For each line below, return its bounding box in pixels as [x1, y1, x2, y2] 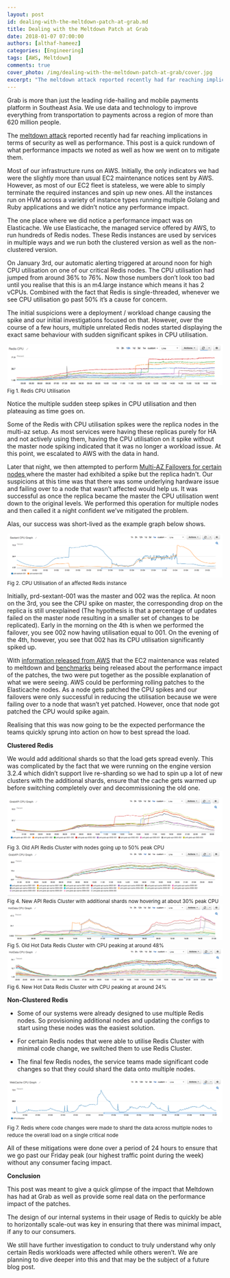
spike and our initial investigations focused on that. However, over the [7, 316, 203, 324]
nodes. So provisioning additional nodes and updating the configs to [16, 1016, 210, 1025]
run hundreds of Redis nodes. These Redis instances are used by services [7, 231, 217, 239]
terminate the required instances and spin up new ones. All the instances [7, 188, 213, 196]
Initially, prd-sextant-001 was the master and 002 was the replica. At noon [7, 592, 216, 600]
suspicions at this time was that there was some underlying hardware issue [7, 477, 219, 486]
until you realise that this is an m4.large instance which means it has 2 [7, 280, 205, 288]
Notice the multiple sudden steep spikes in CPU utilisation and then [7, 400, 197, 408]
